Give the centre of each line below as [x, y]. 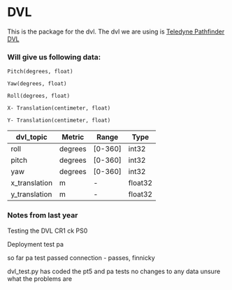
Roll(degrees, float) [39, 96]
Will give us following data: [54, 57]
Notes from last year [43, 215]
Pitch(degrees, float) [40, 72]
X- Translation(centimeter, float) [59, 108]
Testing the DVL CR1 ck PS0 [48, 231]
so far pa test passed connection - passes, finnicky [81, 258]
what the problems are [39, 278]
